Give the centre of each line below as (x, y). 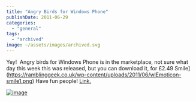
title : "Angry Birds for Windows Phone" (58, 12)
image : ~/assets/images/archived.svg (53, 45)
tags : (13, 34)
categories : (21, 23)
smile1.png (19, 81)
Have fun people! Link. (64, 81)
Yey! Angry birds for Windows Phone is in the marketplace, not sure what (97, 62)
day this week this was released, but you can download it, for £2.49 (90, 68)
